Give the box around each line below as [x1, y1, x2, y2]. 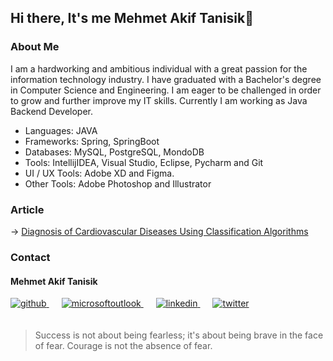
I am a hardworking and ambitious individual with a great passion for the [10, 62, 308, 75]
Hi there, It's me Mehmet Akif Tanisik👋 [10, 10, 255, 27]
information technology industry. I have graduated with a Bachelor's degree [10, 73, 322, 85]
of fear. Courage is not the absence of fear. [34, 340, 213, 352]
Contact [10, 250, 51, 264]
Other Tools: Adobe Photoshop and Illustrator [24, 177, 212, 190]
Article [10, 202, 45, 216]
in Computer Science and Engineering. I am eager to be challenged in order [10, 84, 322, 96]
